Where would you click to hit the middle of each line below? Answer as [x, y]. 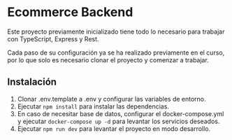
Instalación [32, 82]
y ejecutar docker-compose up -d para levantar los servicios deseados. [118, 121]
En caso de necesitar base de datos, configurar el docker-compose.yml [121, 113]
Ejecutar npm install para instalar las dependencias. [93, 106]
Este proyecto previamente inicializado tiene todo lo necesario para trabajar [116, 31]
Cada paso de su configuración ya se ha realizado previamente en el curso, [116, 52]
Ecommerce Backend [70, 12]
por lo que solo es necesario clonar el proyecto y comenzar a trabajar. [108, 59]
